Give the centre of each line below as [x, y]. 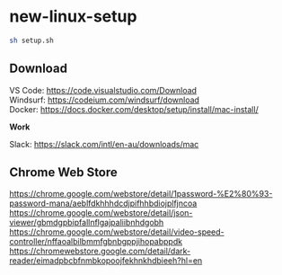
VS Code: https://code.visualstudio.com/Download [103, 90]
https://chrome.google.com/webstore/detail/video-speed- [117, 232]
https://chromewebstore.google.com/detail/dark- [100, 251]
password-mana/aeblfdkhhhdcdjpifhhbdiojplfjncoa [103, 203]
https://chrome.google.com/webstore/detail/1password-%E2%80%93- [141, 194]
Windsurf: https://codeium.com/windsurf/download [105, 100]
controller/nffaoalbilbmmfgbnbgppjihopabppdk [96, 242]
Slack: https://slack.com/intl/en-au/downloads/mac [104, 144]
